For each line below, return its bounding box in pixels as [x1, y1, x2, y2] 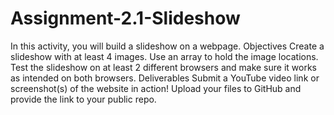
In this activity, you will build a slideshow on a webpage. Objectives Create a [10, 40, 325, 52]
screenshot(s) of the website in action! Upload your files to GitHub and [10, 82, 302, 94]
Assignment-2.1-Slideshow [10, 7, 241, 30]
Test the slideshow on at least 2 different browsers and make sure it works [10, 61, 317, 73]
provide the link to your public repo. [10, 93, 157, 105]
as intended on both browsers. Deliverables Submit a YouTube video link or [10, 72, 320, 84]
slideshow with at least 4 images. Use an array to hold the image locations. [10, 50, 319, 62]
